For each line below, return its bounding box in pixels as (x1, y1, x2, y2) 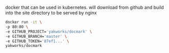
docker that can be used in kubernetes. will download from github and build (5, 5, 164, 10)
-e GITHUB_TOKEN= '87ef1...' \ (5, 38, 70, 44)
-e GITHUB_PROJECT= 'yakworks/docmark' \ (5, 29, 93, 34)
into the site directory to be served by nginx (5, 10, 97, 16)
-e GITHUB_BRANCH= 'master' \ (5, 34, 67, 39)
